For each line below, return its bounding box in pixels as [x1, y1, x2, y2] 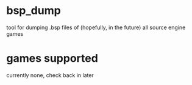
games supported [6, 52, 99, 66]
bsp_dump [6, 4, 61, 18]
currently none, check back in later [6, 71, 94, 79]
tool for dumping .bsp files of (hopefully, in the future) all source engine [6, 24, 186, 31]
